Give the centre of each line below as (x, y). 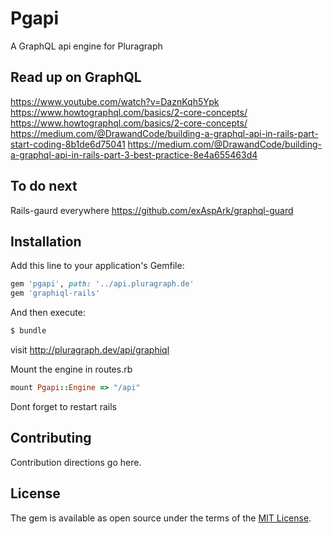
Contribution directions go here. (76, 462)
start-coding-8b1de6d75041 (68, 144)
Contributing (51, 438)
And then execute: (48, 313)
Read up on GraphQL (76, 77)
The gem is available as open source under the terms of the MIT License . (161, 518)
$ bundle (28, 331)
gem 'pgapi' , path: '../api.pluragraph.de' (102, 284)
